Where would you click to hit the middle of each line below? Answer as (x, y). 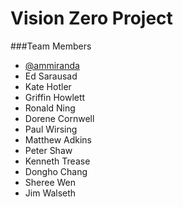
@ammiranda (52, 65)
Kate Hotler (48, 86)
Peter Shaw (48, 150)
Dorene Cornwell (59, 118)
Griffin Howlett (55, 97)
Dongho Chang (56, 171)
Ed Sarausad (51, 76)
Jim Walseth (50, 193)
